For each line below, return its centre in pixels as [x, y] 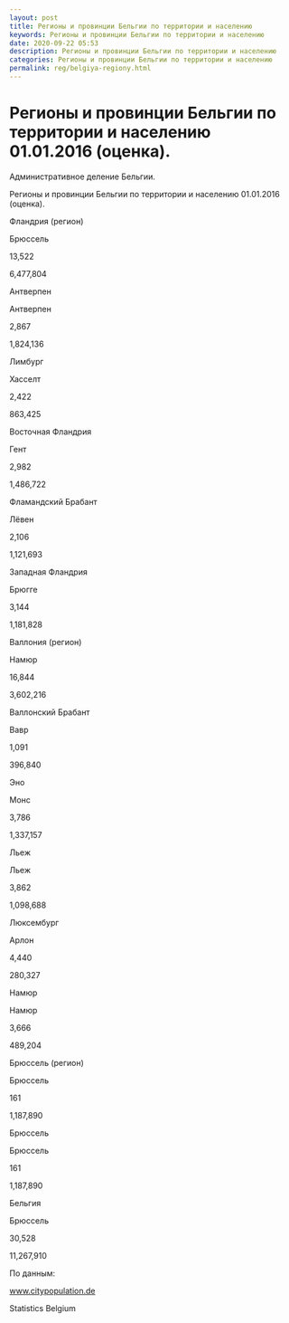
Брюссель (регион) [47, 1062]
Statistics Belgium [43, 1308]
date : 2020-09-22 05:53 [54, 43]
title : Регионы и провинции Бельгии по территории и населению [131, 26]
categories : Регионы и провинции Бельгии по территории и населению [141, 60]
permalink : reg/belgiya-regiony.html [80, 69]
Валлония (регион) [46, 642]
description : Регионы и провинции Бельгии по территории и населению [143, 52]
